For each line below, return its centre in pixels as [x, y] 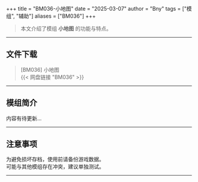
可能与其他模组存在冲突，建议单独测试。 [55, 167]
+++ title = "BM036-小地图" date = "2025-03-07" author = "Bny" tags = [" [96, 9]
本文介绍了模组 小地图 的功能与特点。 [66, 29]
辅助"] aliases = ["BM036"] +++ [57, 16]
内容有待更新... [24, 118]
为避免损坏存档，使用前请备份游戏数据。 [55, 159]
